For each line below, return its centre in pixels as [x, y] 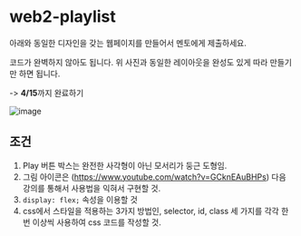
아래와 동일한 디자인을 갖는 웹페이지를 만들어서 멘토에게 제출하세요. [128, 43]
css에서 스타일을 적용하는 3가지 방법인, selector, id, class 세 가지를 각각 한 [155, 211]
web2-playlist [63, 17]
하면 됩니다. [39, 74]
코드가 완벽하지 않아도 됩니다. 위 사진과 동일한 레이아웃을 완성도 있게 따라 [139, 62]
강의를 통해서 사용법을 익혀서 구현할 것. [92, 188]
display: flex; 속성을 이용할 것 [80, 199]
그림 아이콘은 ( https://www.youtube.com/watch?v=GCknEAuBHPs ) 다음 [155, 177]
